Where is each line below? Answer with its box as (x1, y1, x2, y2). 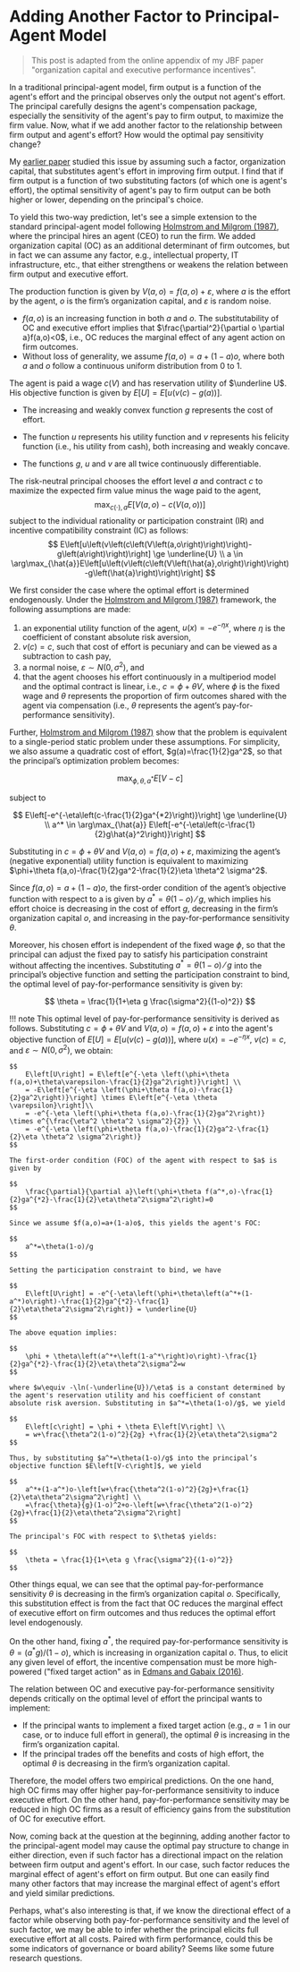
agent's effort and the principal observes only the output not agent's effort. (9, 91, 286, 102)
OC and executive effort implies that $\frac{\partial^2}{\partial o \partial (21, 322, 285, 333)
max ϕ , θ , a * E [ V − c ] (116, 773, 184, 785)
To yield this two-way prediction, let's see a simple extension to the (9, 211, 257, 222)
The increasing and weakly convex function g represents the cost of (21, 405, 274, 415)
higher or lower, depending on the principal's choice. (9, 194, 204, 205)
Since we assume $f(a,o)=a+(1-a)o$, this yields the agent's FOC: (9, 1219, 262, 1228)
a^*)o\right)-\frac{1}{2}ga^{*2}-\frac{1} (9, 1297, 170, 1306)
